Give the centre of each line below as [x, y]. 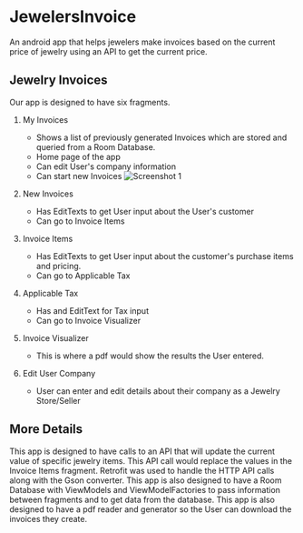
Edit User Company [59, 373]
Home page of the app [78, 156]
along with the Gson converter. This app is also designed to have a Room [146, 480]
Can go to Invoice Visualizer [88, 320]
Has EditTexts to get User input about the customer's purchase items [165, 256]
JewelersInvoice [73, 17]
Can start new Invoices [79, 176]
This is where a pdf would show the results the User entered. [150, 356]
